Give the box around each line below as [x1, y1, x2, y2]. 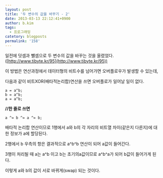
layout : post [5, 7, 32, 12]
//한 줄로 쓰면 [5, 105, 30, 112]
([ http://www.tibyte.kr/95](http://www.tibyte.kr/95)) [5, 58, 108, 64]
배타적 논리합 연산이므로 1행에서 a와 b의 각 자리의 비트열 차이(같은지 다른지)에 [5, 124, 152, 130]
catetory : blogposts [5, 34, 47, 39]
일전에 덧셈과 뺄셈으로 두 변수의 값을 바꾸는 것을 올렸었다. [5, 52, 114, 58]
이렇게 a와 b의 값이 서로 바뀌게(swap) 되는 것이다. [5, 167, 101, 173]
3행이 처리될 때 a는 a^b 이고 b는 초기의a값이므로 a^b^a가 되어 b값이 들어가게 [5, 151, 152, 157]
